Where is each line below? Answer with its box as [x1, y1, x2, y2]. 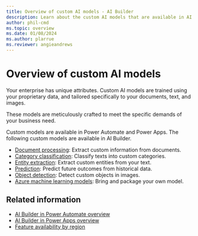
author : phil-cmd [6, 20, 49, 25]
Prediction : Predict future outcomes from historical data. [14, 165, 152, 172]
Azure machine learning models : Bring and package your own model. [14, 177, 184, 185]
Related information [6, 195, 81, 205]
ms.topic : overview [6, 25, 55, 31]
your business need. [6, 117, 56, 124]
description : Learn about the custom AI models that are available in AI [6, 14, 193, 20]
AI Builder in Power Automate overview [14, 211, 110, 218]
